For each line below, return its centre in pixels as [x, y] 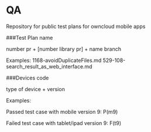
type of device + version [36, 89]
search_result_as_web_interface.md [49, 66]
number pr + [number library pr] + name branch [64, 49]
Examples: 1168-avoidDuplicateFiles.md [54, 60]
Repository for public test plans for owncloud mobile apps [76, 26]
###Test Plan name [30, 37]
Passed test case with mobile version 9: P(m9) [62, 112]
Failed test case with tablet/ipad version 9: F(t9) [64, 123]
